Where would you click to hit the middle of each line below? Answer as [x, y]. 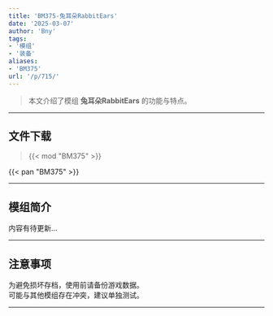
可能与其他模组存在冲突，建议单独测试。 [76, 295]
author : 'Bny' [32, 31]
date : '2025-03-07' [41, 24]
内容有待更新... [33, 228]
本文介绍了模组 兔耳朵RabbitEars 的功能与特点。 [110, 100]
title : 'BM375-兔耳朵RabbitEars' [63, 16]
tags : [17, 39]
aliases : [23, 62]
